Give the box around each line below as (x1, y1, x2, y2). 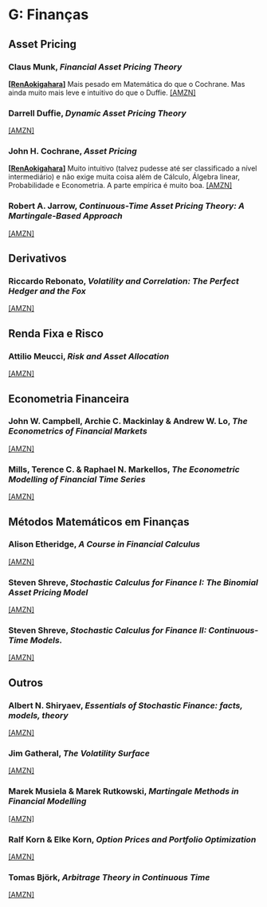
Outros (8, 676, 44, 689)
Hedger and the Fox (8, 285, 86, 296)
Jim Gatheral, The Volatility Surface (8, 748, 150, 759)
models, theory (8, 709, 69, 720)
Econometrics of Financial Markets (8, 426, 147, 437)
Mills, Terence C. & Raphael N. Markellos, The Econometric (8, 464, 241, 475)
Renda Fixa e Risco (8, 327, 104, 340)
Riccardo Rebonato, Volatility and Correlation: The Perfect (8, 276, 239, 287)
